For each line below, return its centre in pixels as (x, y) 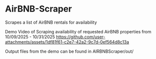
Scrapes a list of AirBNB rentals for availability (51, 22)
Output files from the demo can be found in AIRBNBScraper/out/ (69, 51)
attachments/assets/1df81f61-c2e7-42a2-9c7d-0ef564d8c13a (67, 42)
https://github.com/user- (80, 37)
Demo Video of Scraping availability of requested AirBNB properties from (78, 31)
